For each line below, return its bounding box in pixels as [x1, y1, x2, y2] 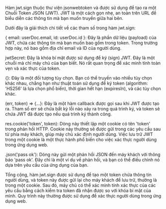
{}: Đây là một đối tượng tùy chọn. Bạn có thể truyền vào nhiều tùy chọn [5, 75, 153, 81]
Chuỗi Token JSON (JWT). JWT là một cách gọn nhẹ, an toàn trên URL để [5, 10, 157, 16]
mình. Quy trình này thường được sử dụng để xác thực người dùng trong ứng [5, 193, 162, 199]
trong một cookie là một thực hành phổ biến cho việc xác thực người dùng [5, 137, 157, 142]
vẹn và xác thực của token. [5, 65, 61, 71]
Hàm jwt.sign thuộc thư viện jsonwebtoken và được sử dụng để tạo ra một [5, 5, 157, 10]
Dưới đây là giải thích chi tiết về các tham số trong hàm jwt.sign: [5, 25, 136, 31]
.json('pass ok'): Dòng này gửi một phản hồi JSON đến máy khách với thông [5, 152, 161, 157]
